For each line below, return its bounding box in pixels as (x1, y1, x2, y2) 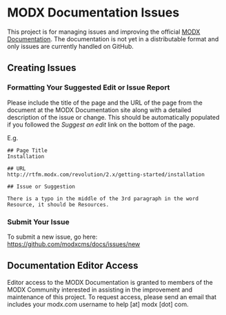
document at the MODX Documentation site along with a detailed (7, 105, 192, 114)
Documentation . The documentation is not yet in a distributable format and (7, 34, 219, 43)
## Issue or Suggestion (7, 183, 76, 190)
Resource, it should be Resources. (7, 201, 110, 208)
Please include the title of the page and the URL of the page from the (7, 98, 203, 107)
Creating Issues (7, 62, 76, 74)
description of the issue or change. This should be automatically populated (7, 113, 220, 121)
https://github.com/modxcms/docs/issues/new (7, 239, 141, 248)
